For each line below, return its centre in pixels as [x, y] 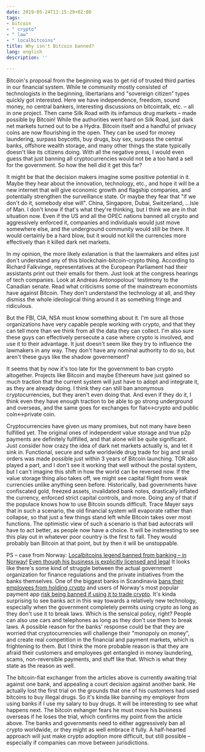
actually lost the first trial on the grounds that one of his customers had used [103, 690]
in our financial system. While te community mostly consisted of [87, 87]
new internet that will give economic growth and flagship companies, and [99, 190]
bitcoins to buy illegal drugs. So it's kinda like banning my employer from [98, 697]
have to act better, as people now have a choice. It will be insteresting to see [103, 530]
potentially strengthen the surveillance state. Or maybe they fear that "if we [101, 196]
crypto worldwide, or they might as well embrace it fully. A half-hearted [96, 729]
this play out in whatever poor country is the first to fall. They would [91, 536]
